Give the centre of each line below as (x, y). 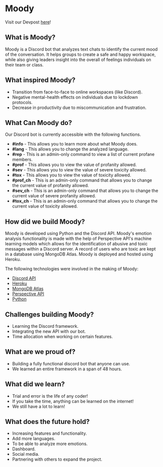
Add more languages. (34, 439)
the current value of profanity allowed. (50, 186)
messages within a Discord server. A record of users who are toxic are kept (81, 249)
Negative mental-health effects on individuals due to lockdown (75, 97)
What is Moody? (30, 37)
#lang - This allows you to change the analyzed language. (70, 149)
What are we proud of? (40, 352)
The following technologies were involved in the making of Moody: (72, 269)
